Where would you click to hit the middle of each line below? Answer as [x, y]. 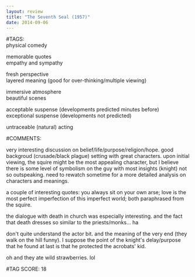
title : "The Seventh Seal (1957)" [48, 17]
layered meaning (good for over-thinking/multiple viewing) [76, 80]
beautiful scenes [26, 98]
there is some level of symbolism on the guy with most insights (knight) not [97, 168]
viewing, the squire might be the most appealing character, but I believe [93, 163]
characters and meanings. [37, 181]
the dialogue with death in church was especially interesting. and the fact [94, 216]
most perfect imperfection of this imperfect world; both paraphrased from [95, 199]
